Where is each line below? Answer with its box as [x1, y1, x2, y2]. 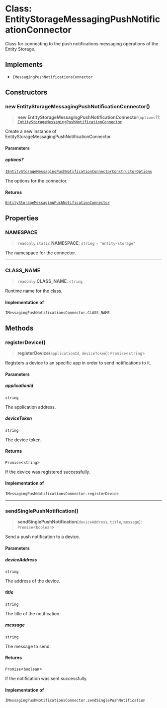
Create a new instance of [5, 128, 57, 135]
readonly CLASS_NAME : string [17, 278, 83, 284]
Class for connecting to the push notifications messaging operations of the [5, 40, 159, 46]
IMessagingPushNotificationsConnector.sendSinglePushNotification [5, 698, 146, 703]
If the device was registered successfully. [5, 469, 90, 475]
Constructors [5, 88, 48, 97]
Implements [5, 60, 43, 69]
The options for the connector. [5, 178, 68, 183]
